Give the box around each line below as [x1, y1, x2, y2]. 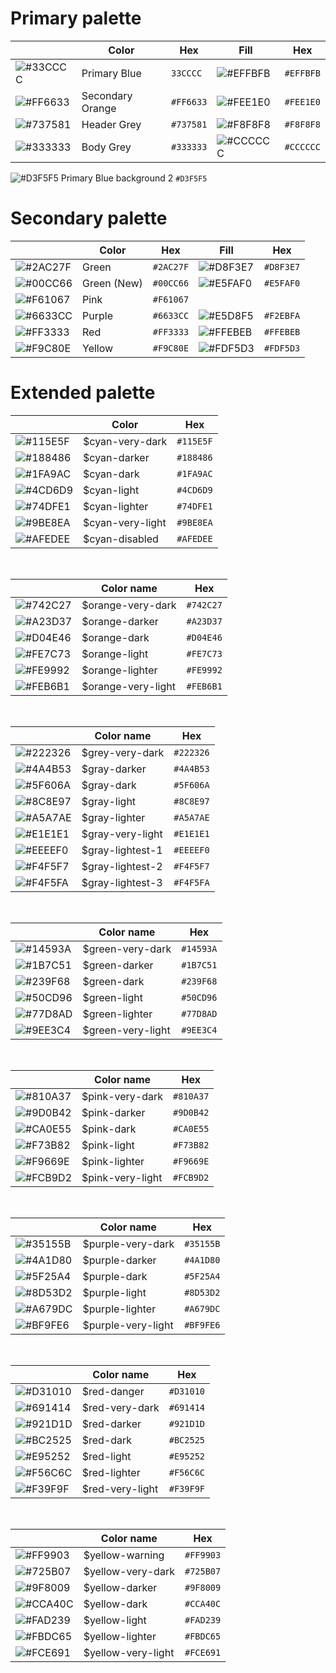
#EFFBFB [284, 67, 321, 79]
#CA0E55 [173, 1123, 210, 1134]
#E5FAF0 [263, 277, 301, 289]
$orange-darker [81, 614, 159, 628]
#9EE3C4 [181, 1024, 218, 1036]
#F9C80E [152, 342, 190, 354]
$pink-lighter [81, 1154, 145, 1168]
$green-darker [82, 958, 154, 972]
